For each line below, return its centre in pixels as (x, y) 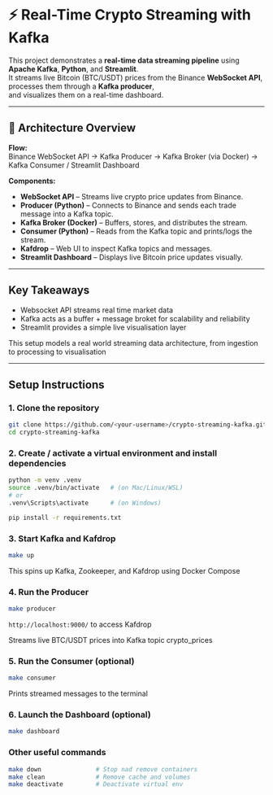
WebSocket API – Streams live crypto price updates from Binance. (132, 196)
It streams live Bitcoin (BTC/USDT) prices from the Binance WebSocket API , (135, 77)
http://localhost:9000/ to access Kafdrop (80, 625)
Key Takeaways (49, 290)
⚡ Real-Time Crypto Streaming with (130, 15)
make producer (32, 609)
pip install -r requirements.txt (65, 518)
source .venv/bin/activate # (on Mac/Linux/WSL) (96, 488)
